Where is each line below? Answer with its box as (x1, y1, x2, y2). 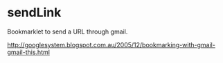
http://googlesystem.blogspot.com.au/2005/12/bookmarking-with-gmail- (7, 40, 216, 49)
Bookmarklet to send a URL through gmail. (7, 27, 128, 36)
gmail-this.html (7, 48, 51, 56)
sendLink (7, 5, 62, 21)
